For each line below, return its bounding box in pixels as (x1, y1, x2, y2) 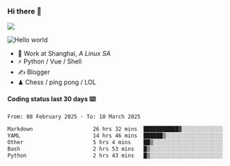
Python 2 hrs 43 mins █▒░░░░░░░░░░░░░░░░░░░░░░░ (7, 152, 223, 159)
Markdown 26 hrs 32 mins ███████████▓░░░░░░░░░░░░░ (7, 126, 223, 133)
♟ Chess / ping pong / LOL (17, 78, 97, 87)
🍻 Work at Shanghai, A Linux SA (17, 49, 111, 58)
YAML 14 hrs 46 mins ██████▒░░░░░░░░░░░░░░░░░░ (7, 132, 223, 140)
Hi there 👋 (7, 6, 42, 16)
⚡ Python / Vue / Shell (17, 57, 82, 66)
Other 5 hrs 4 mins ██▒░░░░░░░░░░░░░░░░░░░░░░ (7, 139, 223, 146)
